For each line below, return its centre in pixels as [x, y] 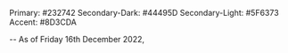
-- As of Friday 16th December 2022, [77, 39]
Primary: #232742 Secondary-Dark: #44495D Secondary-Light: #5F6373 [144, 13]
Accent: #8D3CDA [43, 22]
